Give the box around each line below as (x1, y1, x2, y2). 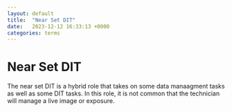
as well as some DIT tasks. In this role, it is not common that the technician (7, 89, 220, 97)
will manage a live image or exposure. (7, 97, 115, 105)
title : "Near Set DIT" (7, 17, 76, 24)
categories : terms (7, 29, 60, 37)
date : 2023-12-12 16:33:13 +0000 (7, 23, 110, 30)
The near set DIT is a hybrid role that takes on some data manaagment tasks (7, 82, 225, 91)
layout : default (7, 10, 54, 17)
